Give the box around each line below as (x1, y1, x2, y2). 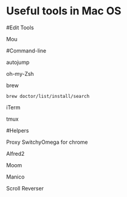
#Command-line (6, 47, 47, 54)
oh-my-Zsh (6, 70, 34, 77)
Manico (6, 173, 25, 180)
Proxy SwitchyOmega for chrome (6, 138, 88, 146)
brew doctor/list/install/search (6, 93, 90, 99)
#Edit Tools (6, 24, 34, 31)
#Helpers (6, 127, 29, 134)
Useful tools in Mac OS (6, 4, 122, 18)
